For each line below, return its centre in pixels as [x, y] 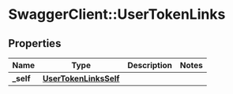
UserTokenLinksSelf [81, 78]
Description [150, 65]
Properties [35, 43]
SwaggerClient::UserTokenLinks [117, 14]
